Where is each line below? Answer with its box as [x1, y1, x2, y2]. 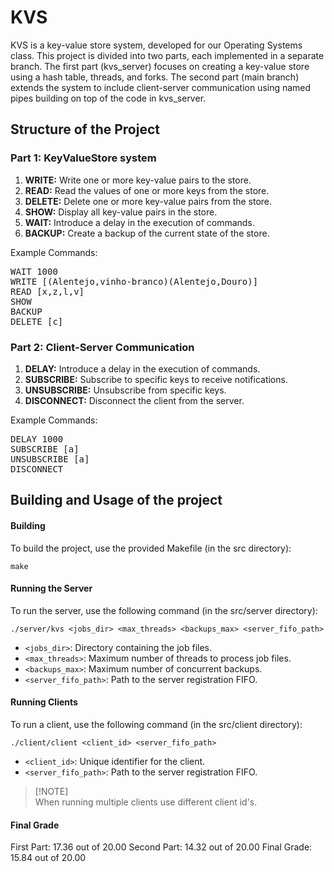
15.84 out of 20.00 [10, 852, 87, 864]
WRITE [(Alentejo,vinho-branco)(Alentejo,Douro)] [10, 276, 259, 287]
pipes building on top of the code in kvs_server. [10, 92, 207, 104]
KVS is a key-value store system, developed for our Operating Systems [10, 39, 303, 51]
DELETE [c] [10, 316, 64, 327]
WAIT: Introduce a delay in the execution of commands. [24, 216, 255, 228]
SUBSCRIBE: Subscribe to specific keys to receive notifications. [24, 373, 288, 385]
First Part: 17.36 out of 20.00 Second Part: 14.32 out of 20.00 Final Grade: [10, 841, 313, 853]
